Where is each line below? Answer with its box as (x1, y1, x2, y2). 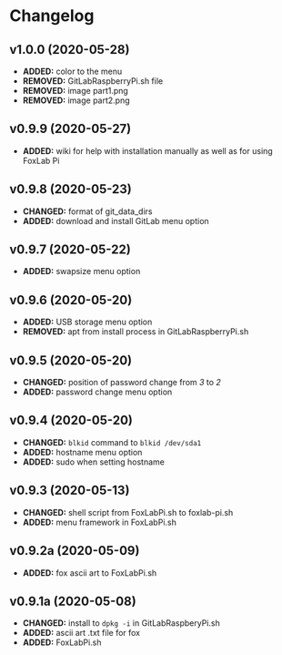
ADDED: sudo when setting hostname (22, 456, 166, 467)
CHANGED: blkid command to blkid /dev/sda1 (22, 436, 202, 447)
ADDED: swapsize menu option (22, 266, 141, 277)
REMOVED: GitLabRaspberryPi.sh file (22, 76, 164, 87)
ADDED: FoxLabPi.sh (22, 637, 102, 648)
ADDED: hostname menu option (22, 446, 143, 457)
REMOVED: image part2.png (22, 95, 130, 106)
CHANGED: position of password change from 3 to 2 (22, 377, 221, 388)
